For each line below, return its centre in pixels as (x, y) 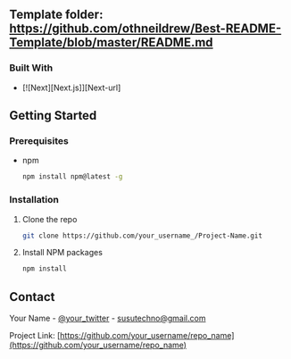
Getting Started (53, 116)
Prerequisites (39, 141)
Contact (32, 297)
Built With (31, 68)
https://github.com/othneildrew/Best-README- (145, 29)
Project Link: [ (35, 336)
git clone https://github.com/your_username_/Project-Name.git (142, 236)
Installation (34, 200)
